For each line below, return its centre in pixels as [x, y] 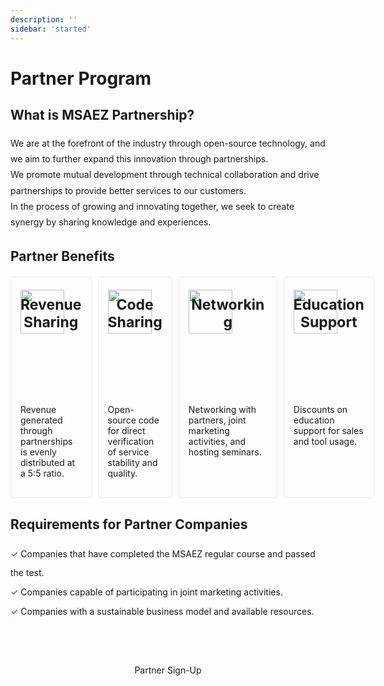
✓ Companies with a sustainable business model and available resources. [162, 611]
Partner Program [81, 78]
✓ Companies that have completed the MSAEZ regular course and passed [163, 553]
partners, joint [217, 420]
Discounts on [320, 409]
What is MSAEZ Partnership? [102, 115]
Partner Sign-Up [168, 670]
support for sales [328, 430]
